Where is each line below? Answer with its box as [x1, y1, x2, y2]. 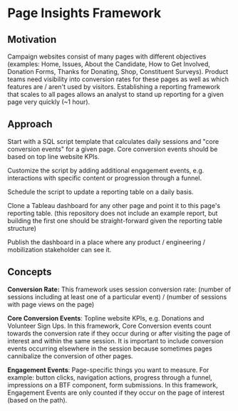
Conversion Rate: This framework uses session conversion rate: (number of [7, 285, 232, 293]
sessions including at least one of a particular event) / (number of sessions [7, 292, 227, 301]
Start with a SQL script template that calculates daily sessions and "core [7, 137, 219, 145]
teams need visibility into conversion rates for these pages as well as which [7, 75, 229, 83]
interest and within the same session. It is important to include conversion [7, 336, 224, 345]
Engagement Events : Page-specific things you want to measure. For [7, 365, 209, 374]
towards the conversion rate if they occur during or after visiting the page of [7, 329, 231, 338]
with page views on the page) [7, 300, 95, 308]
